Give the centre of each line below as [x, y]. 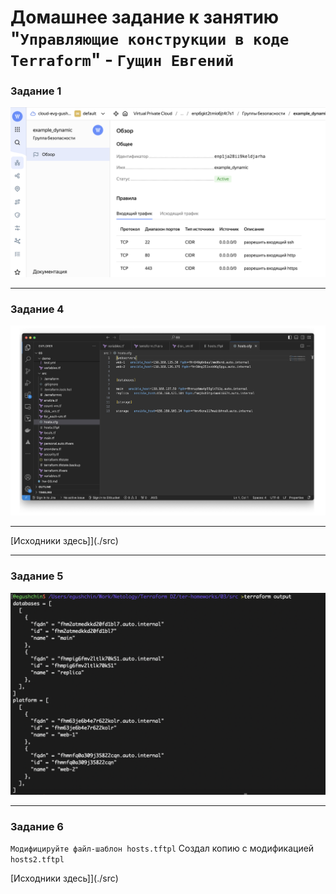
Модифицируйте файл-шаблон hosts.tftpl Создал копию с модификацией [162, 848]
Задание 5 [37, 576]
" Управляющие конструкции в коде [150, 38]
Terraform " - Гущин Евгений [122, 60]
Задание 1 [36, 91]
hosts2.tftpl [37, 859]
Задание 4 [37, 309]
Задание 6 [37, 826]
